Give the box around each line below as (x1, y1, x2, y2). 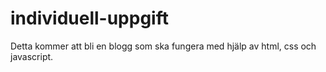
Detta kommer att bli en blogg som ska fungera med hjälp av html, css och (10, 40, 317, 52)
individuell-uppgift (10, 7, 169, 30)
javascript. (10, 50, 54, 62)
